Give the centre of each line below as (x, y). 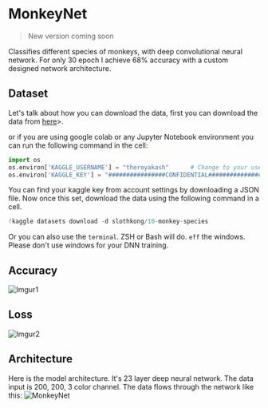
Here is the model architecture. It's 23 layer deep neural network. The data (131, 378)
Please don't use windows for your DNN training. (89, 245)
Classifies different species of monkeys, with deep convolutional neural (126, 51)
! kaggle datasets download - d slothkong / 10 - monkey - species (108, 222)
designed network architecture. (60, 68)
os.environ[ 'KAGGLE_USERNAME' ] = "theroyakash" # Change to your (128, 167)
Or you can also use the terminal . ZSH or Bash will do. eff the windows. (127, 237)
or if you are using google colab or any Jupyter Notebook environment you (131, 137)
